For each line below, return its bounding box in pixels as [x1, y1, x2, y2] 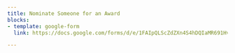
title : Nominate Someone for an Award [7, 10, 120, 17]
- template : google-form [7, 23, 80, 30]
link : [13, 29, 30, 36]
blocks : [7, 17, 30, 23]
